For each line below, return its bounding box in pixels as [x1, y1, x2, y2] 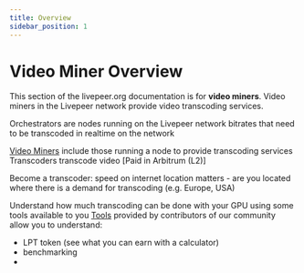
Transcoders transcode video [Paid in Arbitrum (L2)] [9, 156, 207, 167]
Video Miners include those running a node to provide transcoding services [9, 146, 294, 157]
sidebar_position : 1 [9, 22, 89, 31]
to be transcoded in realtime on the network [9, 128, 175, 139]
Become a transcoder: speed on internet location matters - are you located [9, 173, 291, 184]
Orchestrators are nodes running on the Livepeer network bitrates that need [9, 118, 295, 129]
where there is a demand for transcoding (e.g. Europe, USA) [9, 183, 236, 194]
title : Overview [9, 13, 71, 23]
